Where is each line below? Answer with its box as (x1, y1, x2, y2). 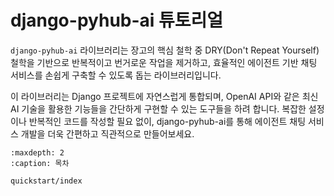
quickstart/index (10, 176, 83, 186)
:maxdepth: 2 (10, 147, 65, 158)
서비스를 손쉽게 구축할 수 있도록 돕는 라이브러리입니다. (10, 69, 222, 81)
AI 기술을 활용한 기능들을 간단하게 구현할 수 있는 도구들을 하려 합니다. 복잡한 (10, 102, 307, 115)
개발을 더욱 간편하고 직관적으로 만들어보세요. (20, 127, 195, 140)
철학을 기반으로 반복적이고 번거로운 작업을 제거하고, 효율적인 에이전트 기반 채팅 (10, 56, 318, 68)
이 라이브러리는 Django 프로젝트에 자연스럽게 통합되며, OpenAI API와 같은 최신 (10, 90, 319, 102)
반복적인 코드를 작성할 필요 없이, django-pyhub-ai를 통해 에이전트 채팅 (28, 115, 307, 127)
